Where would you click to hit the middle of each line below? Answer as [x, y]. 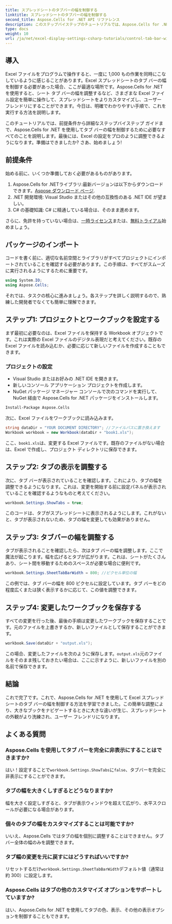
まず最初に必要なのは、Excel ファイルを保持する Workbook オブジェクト [82, 333]
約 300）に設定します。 [30, 875]
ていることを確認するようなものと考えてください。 [59, 493]
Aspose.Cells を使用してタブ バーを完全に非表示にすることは [81, 750]
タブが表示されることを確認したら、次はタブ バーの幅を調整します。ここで [84, 551]
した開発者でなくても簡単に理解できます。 [54, 302]
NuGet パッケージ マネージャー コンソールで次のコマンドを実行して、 [86, 391]
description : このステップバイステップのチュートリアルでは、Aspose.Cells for [82, 24]
